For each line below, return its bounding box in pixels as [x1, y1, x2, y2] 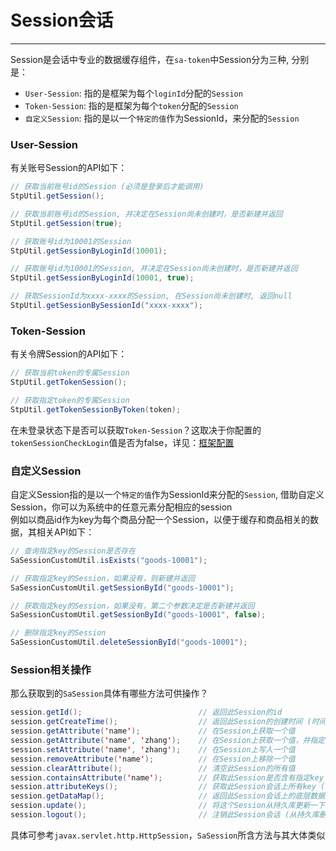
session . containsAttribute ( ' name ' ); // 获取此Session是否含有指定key [10, 772, 324, 783]
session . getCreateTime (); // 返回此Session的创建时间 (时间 [10, 717, 327, 727]
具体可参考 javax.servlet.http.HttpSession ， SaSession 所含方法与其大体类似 [10, 829, 326, 841]
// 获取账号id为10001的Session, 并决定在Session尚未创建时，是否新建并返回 [10, 264, 298, 274]
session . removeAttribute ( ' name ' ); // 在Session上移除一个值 [10, 754, 296, 764]
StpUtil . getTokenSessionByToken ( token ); [10, 404, 182, 415]
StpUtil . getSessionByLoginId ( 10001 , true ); [10, 273, 195, 283]
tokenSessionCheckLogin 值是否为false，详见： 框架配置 [10, 436, 235, 448]
